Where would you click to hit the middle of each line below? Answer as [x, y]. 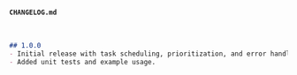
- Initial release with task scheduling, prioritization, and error [138, 54]
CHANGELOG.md [33, 12]
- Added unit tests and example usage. [83, 62]
